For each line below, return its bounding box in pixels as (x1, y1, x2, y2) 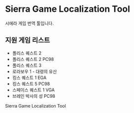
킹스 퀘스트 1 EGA (12, 75, 47, 81)
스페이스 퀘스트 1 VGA (12, 87, 55, 93)
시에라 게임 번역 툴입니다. (5, 20, 54, 26)
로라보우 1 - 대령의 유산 (12, 68, 57, 74)
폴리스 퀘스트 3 (12, 62, 42, 68)
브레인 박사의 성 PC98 (12, 93, 56, 99)
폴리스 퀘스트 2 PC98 (12, 56, 54, 62)
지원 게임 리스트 (5, 36, 50, 45)
